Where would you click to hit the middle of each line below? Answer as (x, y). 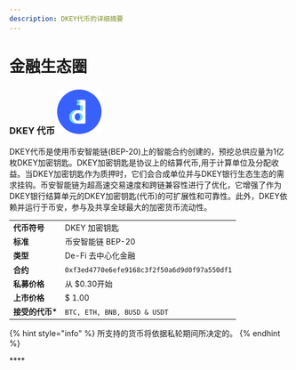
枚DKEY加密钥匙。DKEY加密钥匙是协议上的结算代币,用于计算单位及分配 (140, 163)
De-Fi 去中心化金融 (100, 256)
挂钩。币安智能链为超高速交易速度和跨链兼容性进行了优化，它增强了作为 (149, 185)
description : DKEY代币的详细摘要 (66, 19)
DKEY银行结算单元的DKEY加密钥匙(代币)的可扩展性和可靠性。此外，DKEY (144, 197)
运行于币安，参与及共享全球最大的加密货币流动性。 (118, 207)
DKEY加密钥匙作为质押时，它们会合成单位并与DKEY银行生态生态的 (155, 174)
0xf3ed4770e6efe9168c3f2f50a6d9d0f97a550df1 (149, 270)
